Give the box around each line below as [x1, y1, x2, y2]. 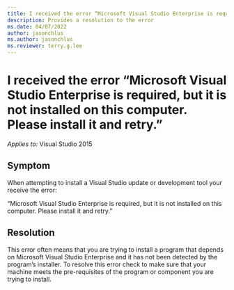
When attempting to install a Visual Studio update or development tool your [7, 178, 223, 186]
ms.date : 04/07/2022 [7, 23, 68, 30]
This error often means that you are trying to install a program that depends [7, 245, 224, 254]
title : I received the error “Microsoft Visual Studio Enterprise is [7, 10, 214, 17]
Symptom [7, 160, 51, 172]
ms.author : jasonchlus [7, 36, 73, 43]
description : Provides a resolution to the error [7, 17, 155, 24]
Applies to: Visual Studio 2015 [7, 140, 93, 148]
